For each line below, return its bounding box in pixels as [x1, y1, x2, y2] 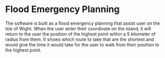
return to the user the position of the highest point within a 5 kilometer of [5, 31, 156, 37]
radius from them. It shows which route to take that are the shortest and [5, 36, 154, 42]
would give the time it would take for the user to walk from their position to [5, 41, 159, 47]
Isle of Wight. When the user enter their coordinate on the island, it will [5, 25, 151, 31]
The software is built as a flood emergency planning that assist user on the [5, 20, 160, 26]
